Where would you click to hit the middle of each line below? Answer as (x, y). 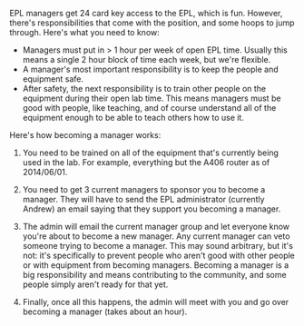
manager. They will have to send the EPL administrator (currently (143, 199)
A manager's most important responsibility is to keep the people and (150, 69)
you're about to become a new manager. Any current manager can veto (156, 236)
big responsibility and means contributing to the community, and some (155, 275)
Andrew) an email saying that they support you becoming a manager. (152, 209)
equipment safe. (53, 79)
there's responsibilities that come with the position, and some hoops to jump (152, 23)
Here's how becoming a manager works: (85, 135)
